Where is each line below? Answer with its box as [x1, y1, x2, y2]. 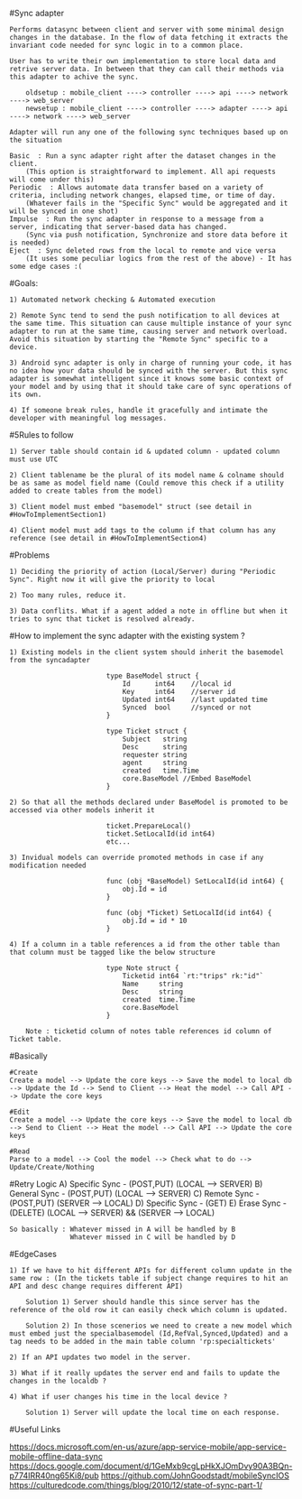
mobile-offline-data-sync [9, 1451, 104, 1461]
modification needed [9, 861, 87, 870]
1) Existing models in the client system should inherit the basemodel [9, 648, 284, 657]
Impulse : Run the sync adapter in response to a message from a [9, 215, 264, 224]
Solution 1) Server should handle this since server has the [25, 1298, 260, 1307]
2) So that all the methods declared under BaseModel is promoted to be [9, 798, 288, 807]
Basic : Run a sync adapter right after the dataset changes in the [9, 152, 277, 161]
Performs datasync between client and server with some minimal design [9, 25, 284, 34]
